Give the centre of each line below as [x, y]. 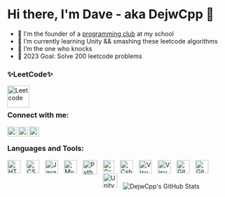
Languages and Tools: [46, 149]
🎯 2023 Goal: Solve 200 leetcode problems [80, 56]
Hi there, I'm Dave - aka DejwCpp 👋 [111, 14]
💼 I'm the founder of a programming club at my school [95, 34]
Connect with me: [38, 115]
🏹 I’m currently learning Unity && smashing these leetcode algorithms [118, 41]
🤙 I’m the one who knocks [55, 48]
